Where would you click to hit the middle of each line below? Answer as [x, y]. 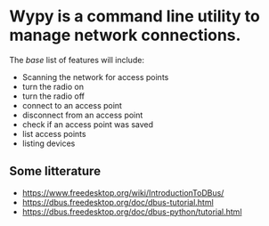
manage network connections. [125, 35]
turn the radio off [53, 96]
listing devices [49, 143]
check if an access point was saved [88, 124]
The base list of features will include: [77, 60]
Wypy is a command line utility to [134, 16]
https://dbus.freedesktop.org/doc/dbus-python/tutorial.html [132, 212]
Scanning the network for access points [95, 77]
